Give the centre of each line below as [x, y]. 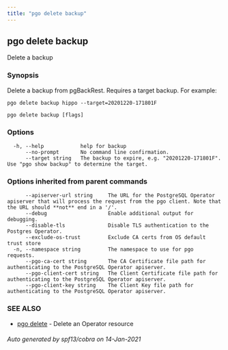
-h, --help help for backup [70, 147]
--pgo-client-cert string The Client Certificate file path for [122, 274]
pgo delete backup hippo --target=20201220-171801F [82, 103]
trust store [24, 244]
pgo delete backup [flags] [45, 115]
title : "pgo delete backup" [47, 13]
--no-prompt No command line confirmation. [97, 152]
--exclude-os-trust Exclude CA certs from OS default [115, 238]
